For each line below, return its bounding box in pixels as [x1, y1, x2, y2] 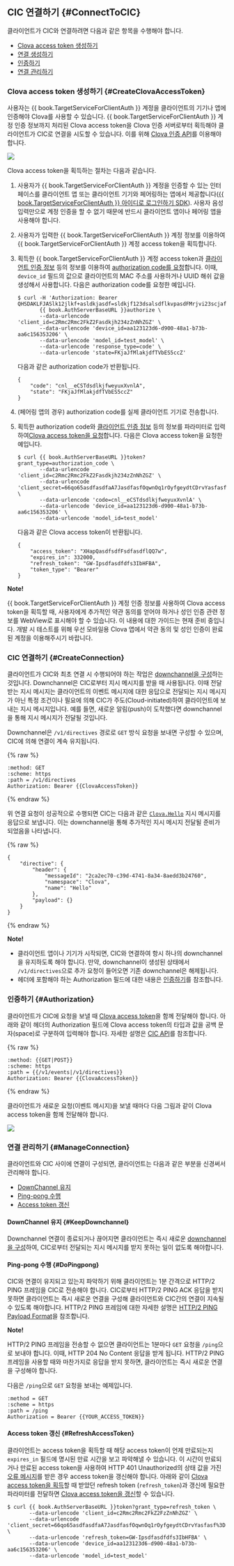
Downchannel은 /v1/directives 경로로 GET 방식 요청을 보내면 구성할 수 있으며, [7, 728, 224, 737]
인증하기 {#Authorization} [7, 995, 95, 1004]
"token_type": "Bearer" [30, 567, 99, 574]
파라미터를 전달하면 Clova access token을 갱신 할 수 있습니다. [7, 1489, 175, 1498]
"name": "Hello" [44, 884, 92, 892]
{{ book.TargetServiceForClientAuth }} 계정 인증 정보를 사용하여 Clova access [7, 599, 226, 608]
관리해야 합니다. [7, 1168, 51, 1176]
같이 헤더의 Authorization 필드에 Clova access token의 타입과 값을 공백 [19, 1020, 217, 1029]
